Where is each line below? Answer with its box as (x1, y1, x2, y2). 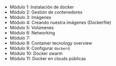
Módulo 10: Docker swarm (9, 50, 63, 56)
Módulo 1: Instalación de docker (9, 4, 74, 10)
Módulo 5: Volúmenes (9, 25, 54, 31)
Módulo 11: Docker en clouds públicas (9, 56, 86, 61)
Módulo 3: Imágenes (9, 15, 51, 20)
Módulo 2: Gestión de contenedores (9, 9, 83, 15)
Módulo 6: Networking (9, 30, 55, 35)
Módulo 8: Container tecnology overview (9, 40, 92, 46)
